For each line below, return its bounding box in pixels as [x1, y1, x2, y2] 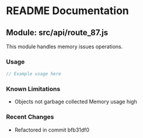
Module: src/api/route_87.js [6, 28, 109, 38]
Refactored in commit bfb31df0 [14, 126, 89, 133]
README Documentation [6, 4, 130, 18]
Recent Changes [6, 113, 54, 121]
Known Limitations [6, 85, 61, 93]
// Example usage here [6, 71, 61, 77]
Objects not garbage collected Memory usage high [14, 98, 137, 105]
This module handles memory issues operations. [6, 43, 123, 50]
